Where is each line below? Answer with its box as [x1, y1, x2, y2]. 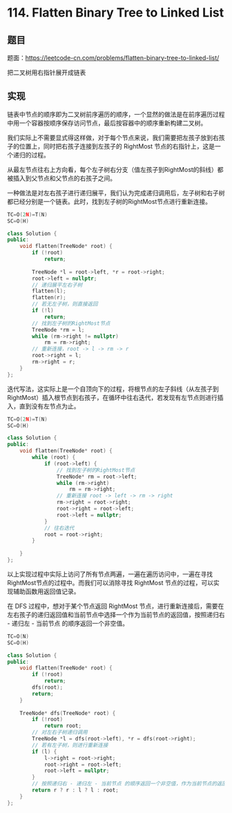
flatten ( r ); [32, 294, 67, 301]
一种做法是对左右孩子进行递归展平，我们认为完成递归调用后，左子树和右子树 [7, 189, 225, 197]
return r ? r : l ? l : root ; [32, 787, 119, 794]
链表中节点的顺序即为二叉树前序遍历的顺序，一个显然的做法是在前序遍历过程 [7, 110, 225, 118]
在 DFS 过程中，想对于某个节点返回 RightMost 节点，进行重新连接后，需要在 [7, 602, 224, 610]
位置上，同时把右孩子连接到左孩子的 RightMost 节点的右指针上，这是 [19, 142, 215, 150]
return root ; [43, 723, 81, 729]
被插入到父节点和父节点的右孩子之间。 [7, 174, 116, 182]
